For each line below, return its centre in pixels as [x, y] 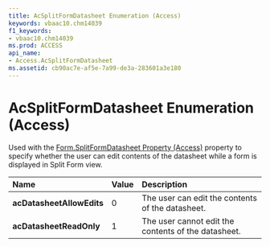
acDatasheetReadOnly [56, 226]
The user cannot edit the [188, 220]
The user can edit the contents [199, 198]
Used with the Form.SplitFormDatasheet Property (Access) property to [125, 147]
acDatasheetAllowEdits [58, 203]
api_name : [25, 53]
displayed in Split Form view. [55, 164]
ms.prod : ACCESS [35, 46]
